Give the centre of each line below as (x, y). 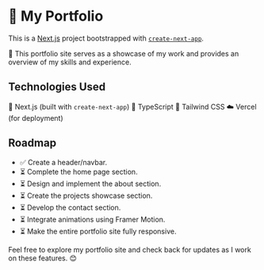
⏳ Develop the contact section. (70, 207)
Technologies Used (57, 87)
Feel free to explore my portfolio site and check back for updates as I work (130, 249)
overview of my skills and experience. (70, 62)
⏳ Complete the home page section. (78, 172)
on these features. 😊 (43, 258)
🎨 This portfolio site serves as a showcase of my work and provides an (124, 53)
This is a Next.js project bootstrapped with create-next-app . (106, 38)
